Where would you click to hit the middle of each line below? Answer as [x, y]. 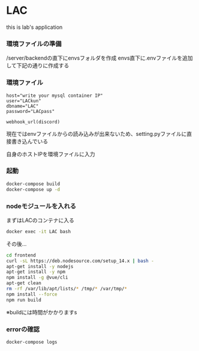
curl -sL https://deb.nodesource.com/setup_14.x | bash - [80, 261]
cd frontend [21, 255]
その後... [16, 243]
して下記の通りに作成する [38, 66]
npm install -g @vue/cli [37, 278]
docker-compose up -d [33, 189]
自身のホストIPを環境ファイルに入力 [51, 154]
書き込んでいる [30, 141]
